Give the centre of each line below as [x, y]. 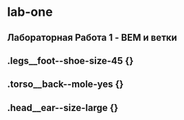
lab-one [30, 12]
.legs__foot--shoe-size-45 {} [70, 60]
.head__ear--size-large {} [63, 108]
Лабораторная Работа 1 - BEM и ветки [92, 38]
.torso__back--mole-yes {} [66, 84]
